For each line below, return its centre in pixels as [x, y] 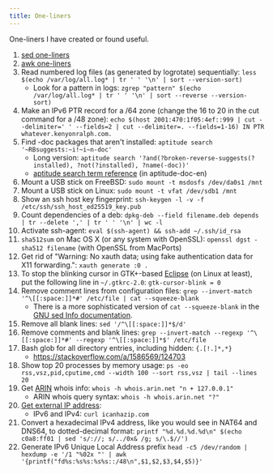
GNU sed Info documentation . [83, 315]
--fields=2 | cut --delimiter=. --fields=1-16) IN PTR [170, 126]
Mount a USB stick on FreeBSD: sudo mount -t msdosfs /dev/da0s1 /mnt [142, 181]
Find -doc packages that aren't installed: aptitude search [117, 142]
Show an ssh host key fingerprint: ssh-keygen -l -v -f [113, 199]
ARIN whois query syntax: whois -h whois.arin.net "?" [126, 396]
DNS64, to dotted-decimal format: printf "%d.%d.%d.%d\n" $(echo [131, 431]
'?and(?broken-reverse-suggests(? [196, 158]
